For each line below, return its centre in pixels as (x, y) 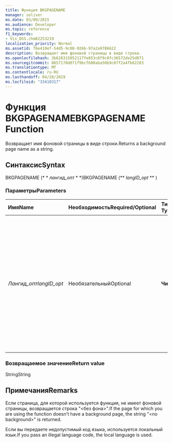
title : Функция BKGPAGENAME (36, 10)
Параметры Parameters (36, 191)
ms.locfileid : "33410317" (33, 82)
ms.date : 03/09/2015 (28, 20)
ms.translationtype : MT (31, 67)
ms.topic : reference (28, 29)
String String (18, 375)
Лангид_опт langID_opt (36, 283)
